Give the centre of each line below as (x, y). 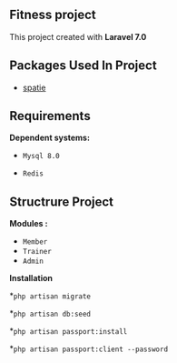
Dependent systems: (50, 138)
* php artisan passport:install (69, 331)
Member (35, 242)
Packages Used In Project (83, 66)
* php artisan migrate (50, 296)
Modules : (29, 224)
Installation (31, 278)
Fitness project (53, 15)
